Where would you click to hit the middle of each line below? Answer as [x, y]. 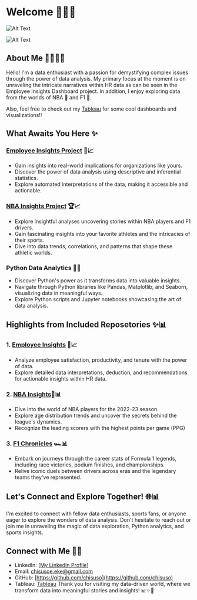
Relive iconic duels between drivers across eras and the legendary [95, 471]
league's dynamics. [38, 422]
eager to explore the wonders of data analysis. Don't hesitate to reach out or [98, 520]
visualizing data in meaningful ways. [59, 293]
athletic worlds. [33, 252]
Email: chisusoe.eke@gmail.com [54, 571]
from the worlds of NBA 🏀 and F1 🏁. [49, 97]
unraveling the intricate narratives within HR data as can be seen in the [92, 85]
